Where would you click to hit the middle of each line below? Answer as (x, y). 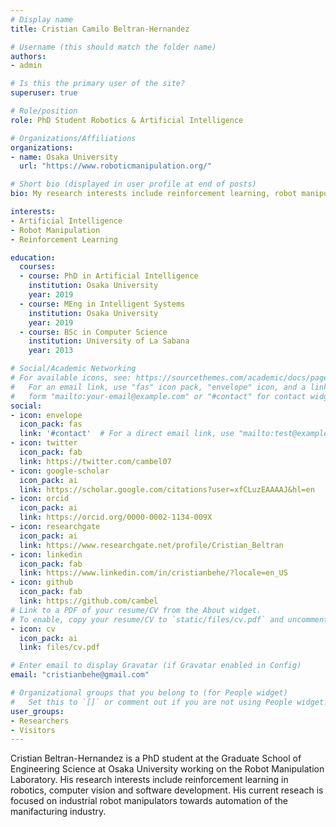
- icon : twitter (44, 443)
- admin (26, 66)
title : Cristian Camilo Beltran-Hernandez (100, 29)
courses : (37, 267)
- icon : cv (33, 629)
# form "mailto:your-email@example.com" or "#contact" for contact (158, 396)
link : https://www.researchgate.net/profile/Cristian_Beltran (151, 545)
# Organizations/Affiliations (73, 138)
